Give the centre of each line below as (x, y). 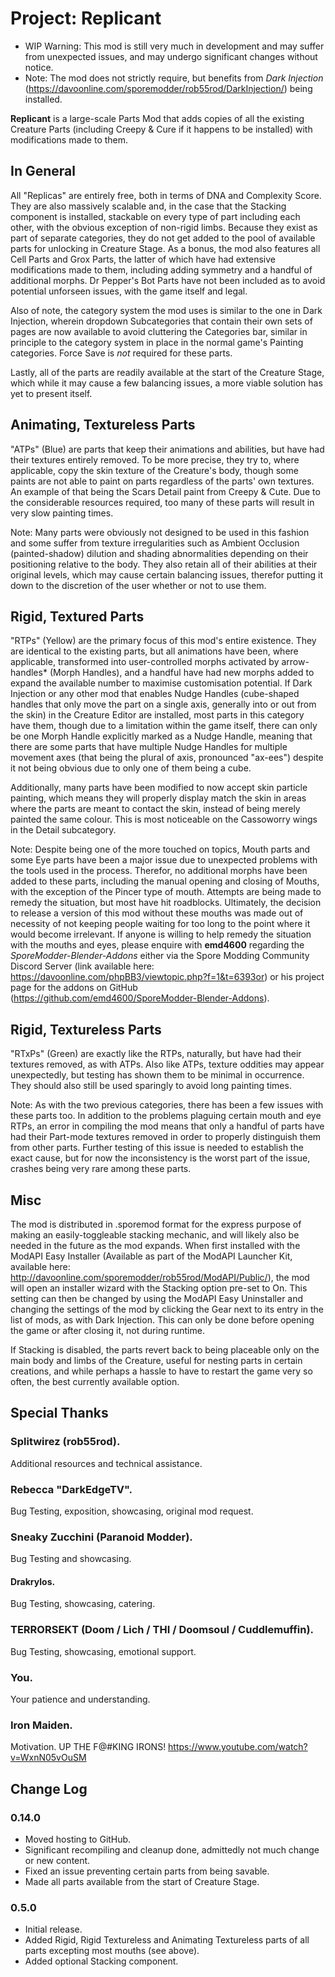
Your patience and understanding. (80, 1699)
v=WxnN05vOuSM (48, 1758)
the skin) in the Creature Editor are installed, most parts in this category (157, 715)
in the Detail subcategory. (63, 830)
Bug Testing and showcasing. (71, 1559)
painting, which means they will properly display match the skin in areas (158, 798)
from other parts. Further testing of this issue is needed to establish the (157, 1148)
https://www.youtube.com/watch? (238, 1747)
